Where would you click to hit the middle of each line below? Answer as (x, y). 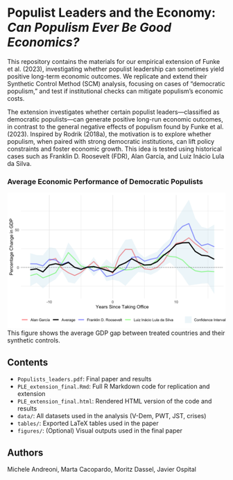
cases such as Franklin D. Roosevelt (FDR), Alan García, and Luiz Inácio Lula (116, 156)
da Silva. (19, 163)
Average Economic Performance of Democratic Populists (105, 181)
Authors (25, 453)
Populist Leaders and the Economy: (112, 13)
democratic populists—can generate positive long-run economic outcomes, (115, 119)
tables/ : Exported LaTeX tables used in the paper (88, 423)
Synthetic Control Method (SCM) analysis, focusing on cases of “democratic (116, 83)
